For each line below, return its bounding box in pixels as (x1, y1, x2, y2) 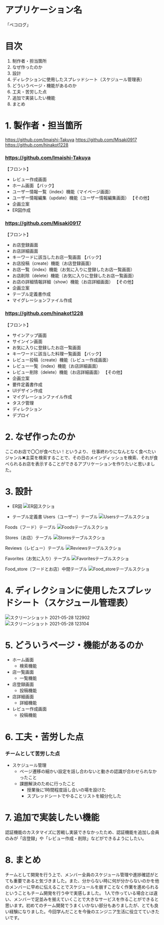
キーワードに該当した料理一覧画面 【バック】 (12, 350, 104, 357)
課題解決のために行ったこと (19, 780, 76, 786)
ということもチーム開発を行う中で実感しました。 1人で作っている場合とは (5, 890, 154, 896)
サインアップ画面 (12, 332, 47, 338)
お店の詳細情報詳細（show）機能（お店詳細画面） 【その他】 (12, 279, 136, 285)
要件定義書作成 (12, 381, 43, 387)
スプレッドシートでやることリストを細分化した (26, 793, 121, 799)
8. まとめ (5, 855, 41, 866)
